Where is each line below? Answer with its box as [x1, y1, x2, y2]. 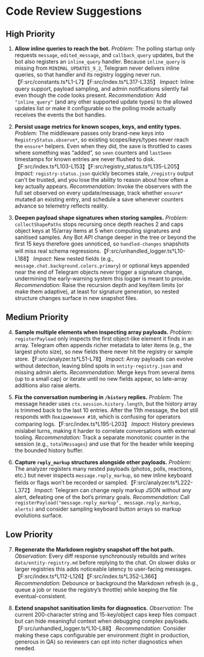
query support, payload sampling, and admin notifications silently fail [14, 85, 189, 92]
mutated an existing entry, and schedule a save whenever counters [14, 196, 184, 203]
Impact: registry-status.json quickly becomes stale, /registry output [14, 170, 194, 177]
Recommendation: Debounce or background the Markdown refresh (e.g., [14, 579, 199, 587]
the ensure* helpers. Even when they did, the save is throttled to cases [14, 143, 192, 149]
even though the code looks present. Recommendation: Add [14, 92, 167, 99]
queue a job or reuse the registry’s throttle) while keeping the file [14, 586, 178, 593]
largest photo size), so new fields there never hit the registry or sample [14, 348, 193, 355]
